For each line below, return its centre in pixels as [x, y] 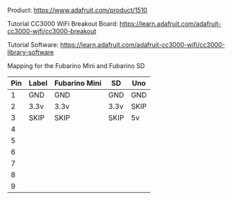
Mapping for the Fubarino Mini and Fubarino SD [76, 66]
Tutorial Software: [33, 45]
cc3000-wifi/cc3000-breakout [52, 31]
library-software [31, 52]
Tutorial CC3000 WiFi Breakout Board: [63, 24]
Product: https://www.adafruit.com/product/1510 [77, 10]
